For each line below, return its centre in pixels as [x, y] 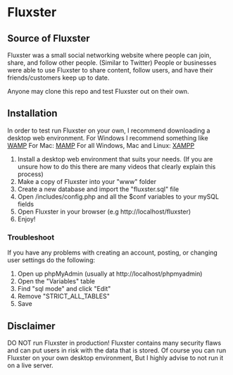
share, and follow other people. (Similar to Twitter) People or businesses [112, 63]
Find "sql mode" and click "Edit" [64, 289]
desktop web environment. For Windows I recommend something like [108, 137]
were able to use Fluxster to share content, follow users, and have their [110, 70]
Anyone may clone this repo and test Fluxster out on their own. [98, 91]
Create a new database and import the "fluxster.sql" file [98, 189]
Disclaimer [31, 326]
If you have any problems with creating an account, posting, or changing [113, 253]
